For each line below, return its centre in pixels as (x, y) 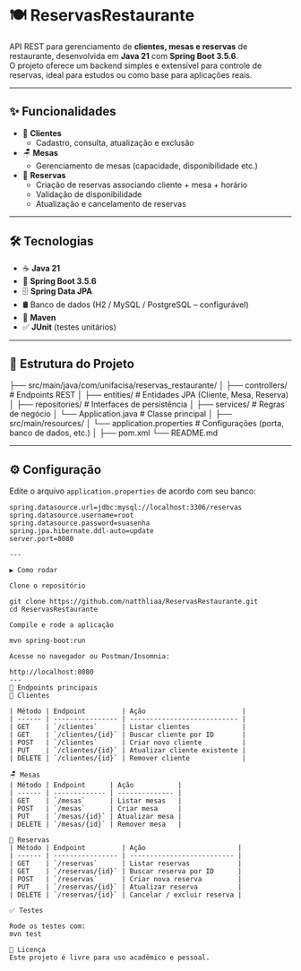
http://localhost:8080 (52, 672)
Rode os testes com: (48, 926)
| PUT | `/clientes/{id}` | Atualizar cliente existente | (128, 751)
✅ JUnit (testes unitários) (69, 327)
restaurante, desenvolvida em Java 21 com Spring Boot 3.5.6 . (124, 56)
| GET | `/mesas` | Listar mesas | (95, 801)
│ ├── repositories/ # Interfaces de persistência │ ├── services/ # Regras (147, 404)
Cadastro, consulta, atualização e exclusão (115, 142)
